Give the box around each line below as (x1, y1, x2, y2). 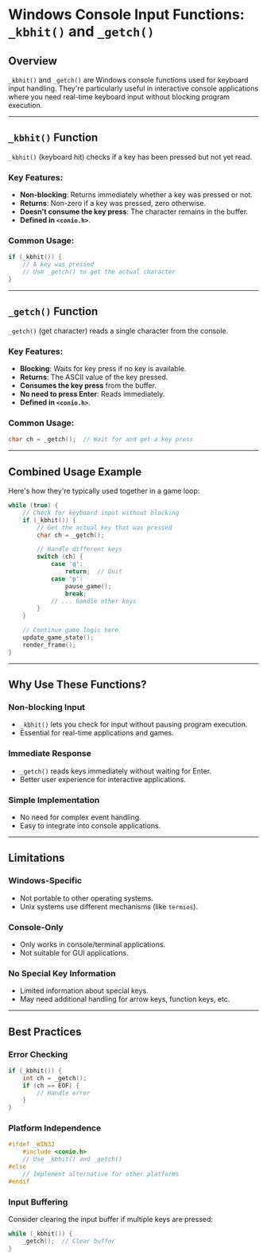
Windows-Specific (8, 875, 82, 886)
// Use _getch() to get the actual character (22, 268, 176, 276)
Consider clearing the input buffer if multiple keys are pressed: (8, 1214, 213, 1223)
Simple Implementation (8, 794, 100, 805)
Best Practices (8, 1025, 82, 1038)
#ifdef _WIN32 (8, 1141, 56, 1149)
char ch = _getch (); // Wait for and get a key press (8, 436, 194, 444)
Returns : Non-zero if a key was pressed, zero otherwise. (19, 199, 207, 208)
